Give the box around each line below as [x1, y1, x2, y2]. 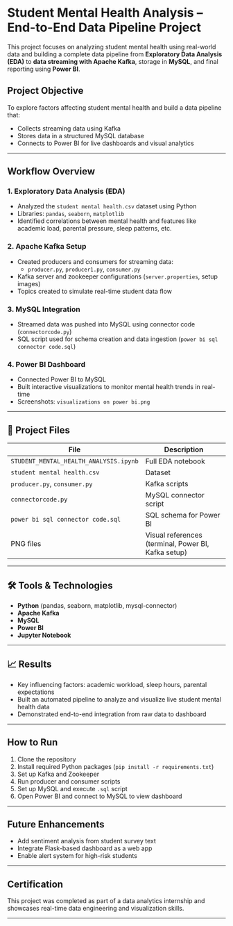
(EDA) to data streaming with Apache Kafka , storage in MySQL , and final [7, 57, 218, 65]
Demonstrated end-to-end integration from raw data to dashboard [17, 710, 207, 718]
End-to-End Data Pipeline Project [7, 19, 201, 35]
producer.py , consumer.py [10, 479, 93, 489]
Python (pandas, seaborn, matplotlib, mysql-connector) [17, 601, 178, 609]
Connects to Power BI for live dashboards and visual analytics [17, 139, 194, 147]
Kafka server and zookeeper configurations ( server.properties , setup [17, 272, 218, 281]
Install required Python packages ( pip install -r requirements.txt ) [17, 762, 214, 770]
